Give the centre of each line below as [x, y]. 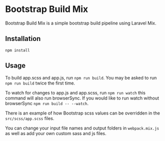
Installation [23, 39]
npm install [17, 50]
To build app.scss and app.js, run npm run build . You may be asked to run [81, 77]
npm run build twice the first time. [40, 83]
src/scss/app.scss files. [30, 118]
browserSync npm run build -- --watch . [47, 103]
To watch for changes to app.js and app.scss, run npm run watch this [75, 92]
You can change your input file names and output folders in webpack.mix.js [82, 128]
